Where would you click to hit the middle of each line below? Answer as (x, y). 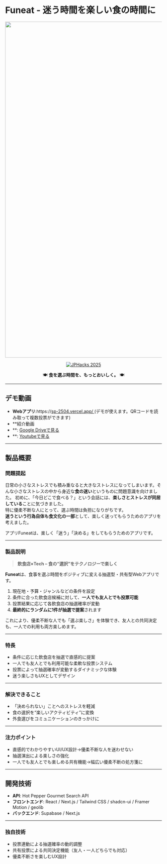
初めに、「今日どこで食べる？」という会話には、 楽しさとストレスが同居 (88, 498)
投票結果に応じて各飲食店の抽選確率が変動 (56, 603)
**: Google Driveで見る (36, 430)
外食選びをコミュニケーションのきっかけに (56, 719)
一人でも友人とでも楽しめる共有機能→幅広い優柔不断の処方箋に (78, 761)
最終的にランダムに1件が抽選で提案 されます (57, 610)
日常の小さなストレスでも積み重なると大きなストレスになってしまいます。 (81, 485)
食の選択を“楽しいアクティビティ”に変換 (53, 713)
